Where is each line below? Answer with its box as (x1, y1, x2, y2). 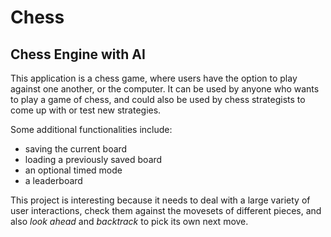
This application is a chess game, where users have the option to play (10, 72, 298, 84)
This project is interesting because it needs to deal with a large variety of (10, 194, 311, 206)
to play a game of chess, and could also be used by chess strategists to (10, 94, 306, 105)
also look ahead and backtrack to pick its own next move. (10, 216, 249, 227)
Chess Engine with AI (10, 46, 146, 63)
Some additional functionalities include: (10, 124, 173, 135)
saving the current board (24, 143, 128, 155)
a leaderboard (24, 175, 83, 186)
